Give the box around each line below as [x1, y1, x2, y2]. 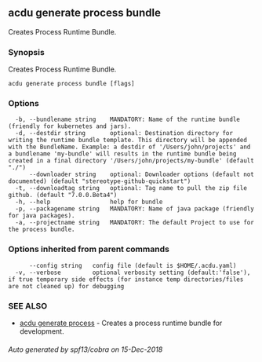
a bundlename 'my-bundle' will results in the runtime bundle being [8, 150, 237, 158]
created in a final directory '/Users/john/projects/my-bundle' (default [8, 157, 255, 165]
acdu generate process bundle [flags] [8, 80, 135, 88]
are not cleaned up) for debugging [8, 282, 125, 290]
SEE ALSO [8, 300, 48, 311]
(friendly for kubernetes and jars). [8, 122, 132, 130]
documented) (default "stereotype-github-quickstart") [8, 177, 191, 185]
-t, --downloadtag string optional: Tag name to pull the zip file [15, 185, 247, 192]
